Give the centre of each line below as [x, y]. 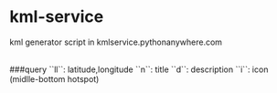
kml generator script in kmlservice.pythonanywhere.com [116, 42]
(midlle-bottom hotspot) [54, 78]
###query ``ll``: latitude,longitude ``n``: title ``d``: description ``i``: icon [139, 69]
